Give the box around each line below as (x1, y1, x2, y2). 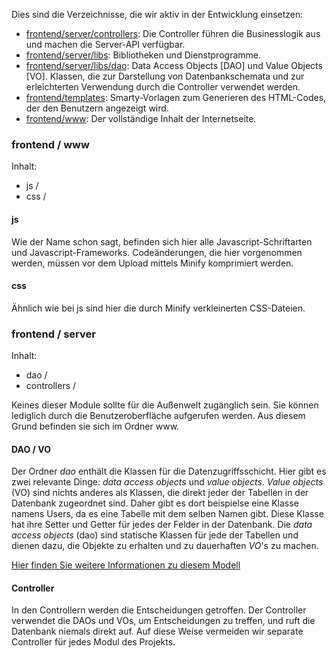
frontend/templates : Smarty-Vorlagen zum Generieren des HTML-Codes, (25, 92, 327, 103)
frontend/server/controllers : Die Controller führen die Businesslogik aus (25, 28, 321, 39)
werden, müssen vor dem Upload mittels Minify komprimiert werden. (11, 257, 294, 269)
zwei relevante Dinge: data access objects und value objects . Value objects (11, 476, 324, 488)
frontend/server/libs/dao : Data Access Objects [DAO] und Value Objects (25, 60, 323, 71)
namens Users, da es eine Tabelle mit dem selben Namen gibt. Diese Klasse (11, 508, 324, 520)
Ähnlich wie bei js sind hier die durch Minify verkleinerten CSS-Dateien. (11, 302, 306, 314)
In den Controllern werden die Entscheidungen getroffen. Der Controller (11, 604, 307, 616)
